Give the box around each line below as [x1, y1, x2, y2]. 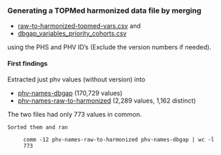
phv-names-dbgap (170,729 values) [17, 88, 123, 97]
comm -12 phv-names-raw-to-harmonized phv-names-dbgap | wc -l [23, 136, 215, 143]
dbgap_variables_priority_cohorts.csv [17, 29, 127, 38]
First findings [7, 59, 48, 67]
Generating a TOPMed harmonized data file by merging [7, 6, 202, 16]
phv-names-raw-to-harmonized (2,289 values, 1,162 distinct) [17, 96, 197, 105]
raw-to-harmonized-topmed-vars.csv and [17, 22, 141, 30]
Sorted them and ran [7, 123, 69, 131]
